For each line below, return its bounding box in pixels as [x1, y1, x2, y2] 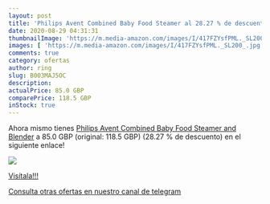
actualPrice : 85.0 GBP [8, 86, 84, 95]
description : [8, 79, 52, 87]
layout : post [8, 11, 52, 20]
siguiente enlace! [8, 141, 65, 150]
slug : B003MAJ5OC [8, 71, 67, 80]
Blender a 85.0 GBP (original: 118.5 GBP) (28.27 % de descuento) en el [8, 132, 241, 141]
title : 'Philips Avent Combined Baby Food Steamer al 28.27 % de [8, 19, 231, 27]
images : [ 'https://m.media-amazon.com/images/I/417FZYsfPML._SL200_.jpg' [8, 42, 264, 50]
